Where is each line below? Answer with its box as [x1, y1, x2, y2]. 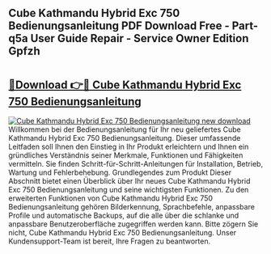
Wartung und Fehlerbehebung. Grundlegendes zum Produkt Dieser [8, 167, 232, 177]
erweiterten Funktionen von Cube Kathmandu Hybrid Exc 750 [8, 193, 213, 203]
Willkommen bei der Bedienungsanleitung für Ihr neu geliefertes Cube [8, 125, 241, 134]
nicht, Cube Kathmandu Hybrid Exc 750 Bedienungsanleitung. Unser [8, 228, 237, 237]
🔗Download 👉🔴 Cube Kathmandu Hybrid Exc [8, 78, 242, 91]
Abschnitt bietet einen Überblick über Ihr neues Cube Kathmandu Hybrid [8, 176, 251, 185]
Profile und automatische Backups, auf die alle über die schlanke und [8, 210, 239, 220]
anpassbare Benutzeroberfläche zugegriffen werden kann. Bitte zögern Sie [8, 219, 259, 229]
